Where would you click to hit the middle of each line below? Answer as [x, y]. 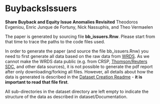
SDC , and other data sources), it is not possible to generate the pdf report [79, 67]
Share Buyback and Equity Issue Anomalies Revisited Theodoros [71, 22]
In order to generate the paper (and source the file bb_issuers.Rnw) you [77, 51]
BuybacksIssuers [41, 9]
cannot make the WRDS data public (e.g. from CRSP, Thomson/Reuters [76, 61]
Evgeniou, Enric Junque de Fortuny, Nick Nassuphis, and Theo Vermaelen [79, 27]
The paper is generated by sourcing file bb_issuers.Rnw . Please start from [80, 36]
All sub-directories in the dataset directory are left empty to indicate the [77, 91]
